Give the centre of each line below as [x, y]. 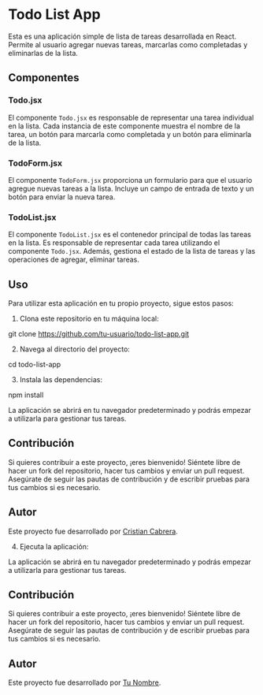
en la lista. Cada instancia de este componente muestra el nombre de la [124, 126]
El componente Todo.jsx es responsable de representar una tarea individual [131, 117]
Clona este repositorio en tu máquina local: [89, 319]
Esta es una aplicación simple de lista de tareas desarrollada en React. [122, 36]
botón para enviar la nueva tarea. [62, 197]
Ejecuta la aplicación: [54, 546]
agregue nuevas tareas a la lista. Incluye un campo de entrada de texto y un [131, 188]
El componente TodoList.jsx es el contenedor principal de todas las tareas [130, 235]
